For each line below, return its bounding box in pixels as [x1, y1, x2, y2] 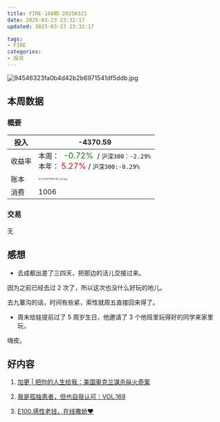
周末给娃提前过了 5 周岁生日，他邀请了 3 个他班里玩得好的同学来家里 [17, 313, 214, 321]
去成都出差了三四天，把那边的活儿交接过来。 [17, 268, 145, 277]
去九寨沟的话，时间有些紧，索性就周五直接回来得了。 [7, 298, 159, 306]
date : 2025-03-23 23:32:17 [7, 17, 85, 24]
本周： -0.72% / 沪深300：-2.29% [38, 150, 152, 160]
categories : [7, 48, 42, 55]
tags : [7, 35, 23, 42]
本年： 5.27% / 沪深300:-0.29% [38, 160, 140, 171]
